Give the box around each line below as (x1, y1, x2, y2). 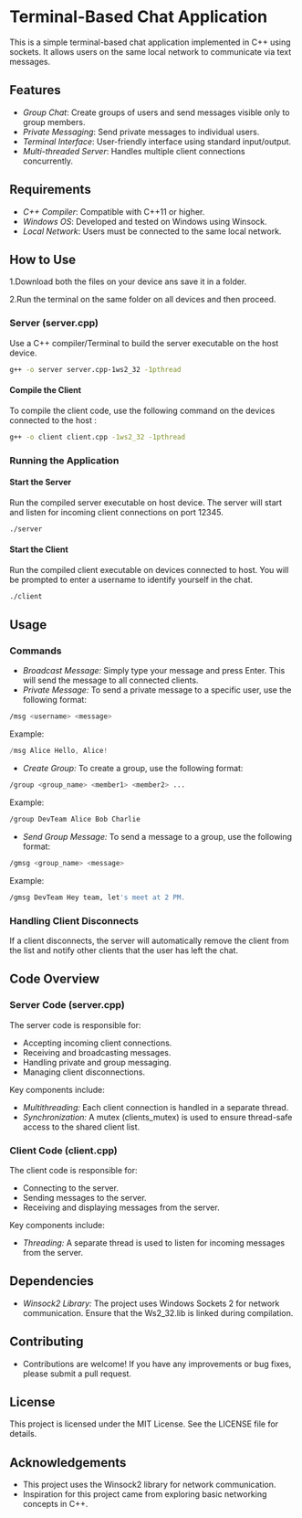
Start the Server (9, 477, 72, 488)
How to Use (9, 251, 77, 267)
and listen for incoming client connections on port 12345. (9, 506, 224, 517)
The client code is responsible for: (9, 1164, 139, 1175)
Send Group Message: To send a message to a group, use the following (22, 831, 293, 842)
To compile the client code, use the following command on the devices (9, 405, 276, 416)
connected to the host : (9, 414, 98, 426)
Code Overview (9, 971, 100, 987)
